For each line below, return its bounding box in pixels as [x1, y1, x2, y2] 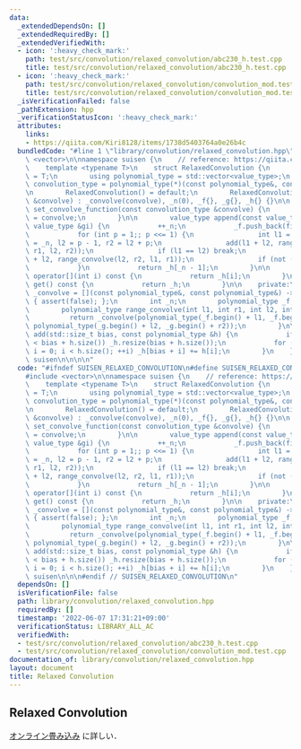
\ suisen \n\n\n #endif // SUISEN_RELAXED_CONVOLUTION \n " [25, 571, 239, 581]
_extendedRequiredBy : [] [17, 30, 110, 39]
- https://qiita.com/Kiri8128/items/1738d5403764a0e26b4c [25, 138, 246, 147]
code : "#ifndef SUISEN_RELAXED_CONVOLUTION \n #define [17, 363, 219, 372]
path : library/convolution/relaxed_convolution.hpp [17, 597, 215, 606]
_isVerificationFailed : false [17, 96, 130, 106]
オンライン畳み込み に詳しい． [9, 730, 122, 741]
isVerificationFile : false [17, 588, 118, 597]
